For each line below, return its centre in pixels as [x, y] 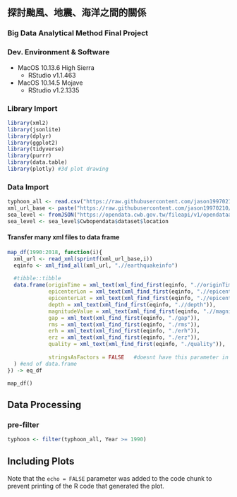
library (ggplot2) [33, 143]
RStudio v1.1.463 [52, 75]
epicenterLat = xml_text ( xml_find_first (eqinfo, [121, 299]
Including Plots [41, 461]
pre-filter [23, 424]
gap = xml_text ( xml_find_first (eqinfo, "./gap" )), [124, 318]
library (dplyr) [30, 136]
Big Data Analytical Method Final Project [78, 33]
